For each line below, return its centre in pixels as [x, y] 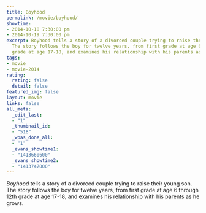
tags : [13, 58]
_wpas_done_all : [32, 138]
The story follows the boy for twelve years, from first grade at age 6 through [103, 190]
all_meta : [19, 109]
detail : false [30, 87]
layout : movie [25, 98]
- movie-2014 [23, 69]
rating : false [30, 80]
